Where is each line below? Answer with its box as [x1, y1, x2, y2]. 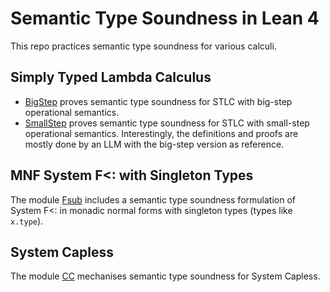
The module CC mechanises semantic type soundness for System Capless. [10, 270, 321, 282]
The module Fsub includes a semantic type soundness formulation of [10, 193, 296, 206]
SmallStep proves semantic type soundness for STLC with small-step [24, 117, 310, 129]
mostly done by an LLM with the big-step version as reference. [24, 138, 285, 150]
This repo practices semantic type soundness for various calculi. [10, 40, 277, 52]
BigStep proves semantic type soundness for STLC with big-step [24, 95, 293, 107]
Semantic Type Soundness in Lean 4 [10, 7, 320, 30]
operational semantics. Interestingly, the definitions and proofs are [24, 127, 299, 139]
